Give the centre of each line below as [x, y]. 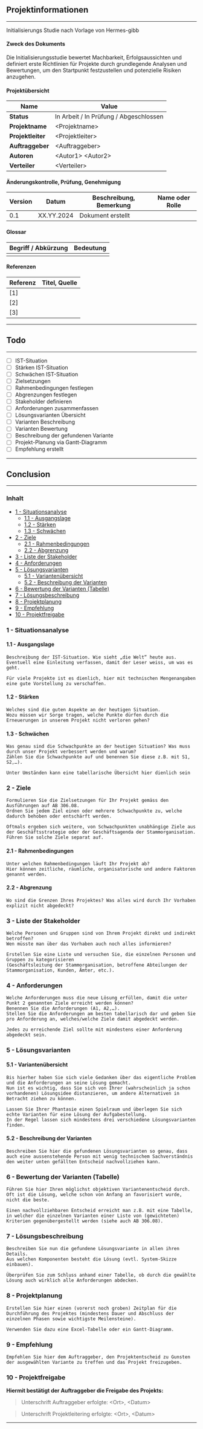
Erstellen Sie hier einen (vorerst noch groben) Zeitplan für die [92, 1308]
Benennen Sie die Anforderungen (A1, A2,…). [63, 1008]
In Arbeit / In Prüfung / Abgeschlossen [109, 117]
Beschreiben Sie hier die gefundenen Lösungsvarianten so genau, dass [97, 1151]
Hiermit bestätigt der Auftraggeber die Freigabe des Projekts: [85, 1391]
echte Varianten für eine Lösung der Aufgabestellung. [77, 1114]
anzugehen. [21, 77]
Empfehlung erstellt [39, 449]
